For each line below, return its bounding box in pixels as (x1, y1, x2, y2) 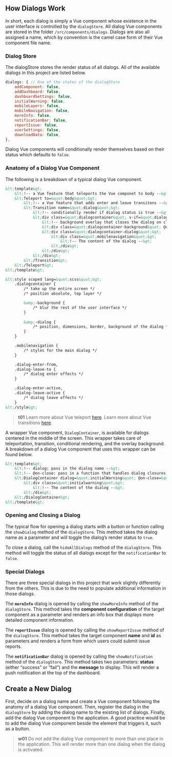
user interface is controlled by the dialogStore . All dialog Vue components (5, 23, 162, 29)
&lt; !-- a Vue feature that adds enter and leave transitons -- (24, 201, 164, 206)
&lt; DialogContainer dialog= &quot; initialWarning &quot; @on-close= (14, 476, 161, 481)
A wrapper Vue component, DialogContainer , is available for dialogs (5, 429, 149, 436)
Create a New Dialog (5, 684, 72, 693)
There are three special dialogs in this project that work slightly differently (5, 580, 161, 586)
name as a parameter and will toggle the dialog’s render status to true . (5, 534, 154, 540)
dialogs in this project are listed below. (5, 69, 86, 76)
